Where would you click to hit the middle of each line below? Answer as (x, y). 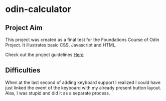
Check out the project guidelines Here (44, 54)
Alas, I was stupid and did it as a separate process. (58, 93)
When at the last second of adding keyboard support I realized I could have (83, 82)
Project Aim (24, 28)
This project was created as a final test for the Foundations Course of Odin (82, 39)
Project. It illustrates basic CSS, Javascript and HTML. (61, 45)
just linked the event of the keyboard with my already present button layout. (83, 87)
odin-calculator (38, 9)
